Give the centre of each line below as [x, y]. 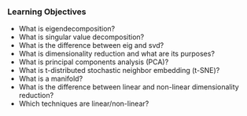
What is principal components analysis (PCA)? [94, 62]
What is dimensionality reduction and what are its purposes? [117, 54]
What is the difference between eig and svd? [91, 45]
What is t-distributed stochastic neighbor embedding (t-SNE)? [119, 71]
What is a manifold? [51, 79]
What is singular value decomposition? [81, 37]
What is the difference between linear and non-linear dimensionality [129, 87]
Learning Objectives [47, 12]
